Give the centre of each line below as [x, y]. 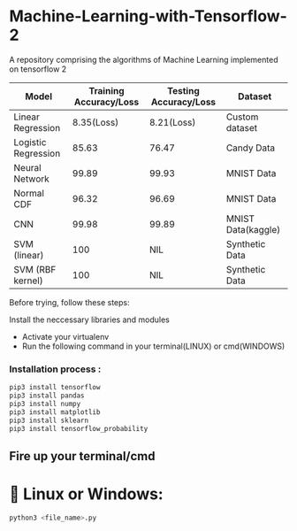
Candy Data [251, 148]
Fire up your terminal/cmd [82, 456]
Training [107, 90]
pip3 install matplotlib [55, 412]
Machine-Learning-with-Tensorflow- [148, 16]
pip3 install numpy [45, 404]
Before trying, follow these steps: [69, 302]
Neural [27, 167]
